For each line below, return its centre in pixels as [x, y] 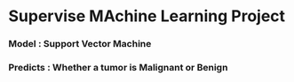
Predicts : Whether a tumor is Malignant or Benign [118, 68]
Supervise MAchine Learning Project [147, 16]
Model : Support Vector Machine [80, 44]
